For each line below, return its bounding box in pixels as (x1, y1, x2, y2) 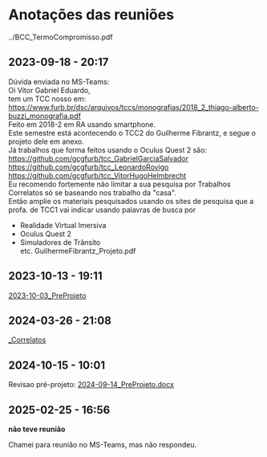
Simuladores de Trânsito (19, 237, 101, 247)
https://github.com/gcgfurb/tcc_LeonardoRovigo (8, 162, 169, 172)
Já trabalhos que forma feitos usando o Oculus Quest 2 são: (8, 145, 207, 154)
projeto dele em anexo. (8, 137, 84, 146)
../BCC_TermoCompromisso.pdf (8, 32, 114, 42)
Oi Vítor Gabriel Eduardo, (8, 85, 91, 95)
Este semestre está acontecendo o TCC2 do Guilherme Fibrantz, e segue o (8, 128, 257, 137)
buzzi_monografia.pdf (8, 111, 82, 120)
